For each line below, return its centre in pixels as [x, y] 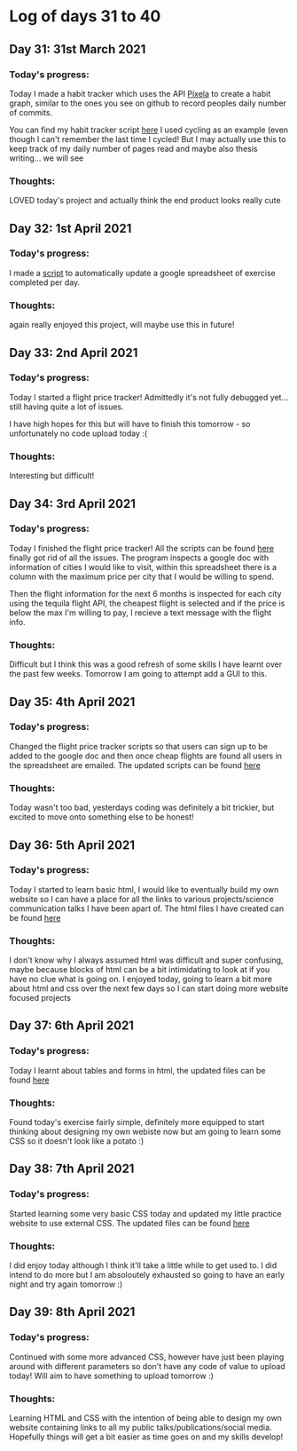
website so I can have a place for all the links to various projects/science [142, 899]
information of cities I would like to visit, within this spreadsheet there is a [143, 567]
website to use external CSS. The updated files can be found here [129, 1223]
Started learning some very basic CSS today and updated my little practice [145, 1213]
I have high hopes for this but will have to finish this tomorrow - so [130, 424]
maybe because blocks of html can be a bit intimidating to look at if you [140, 970]
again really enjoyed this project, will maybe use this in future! [122, 325]
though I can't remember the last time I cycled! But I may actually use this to [148, 139]
